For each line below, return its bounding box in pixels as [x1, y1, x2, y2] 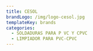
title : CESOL [6, 8, 38, 15]
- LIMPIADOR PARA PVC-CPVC [11, 36, 77, 42]
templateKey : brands [6, 19, 57, 25]
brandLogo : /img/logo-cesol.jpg [6, 14, 85, 20]
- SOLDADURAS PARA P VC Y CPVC [11, 30, 88, 36]
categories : [6, 25, 35, 31]
